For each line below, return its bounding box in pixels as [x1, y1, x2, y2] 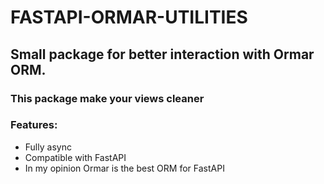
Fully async [24, 141, 72, 153]
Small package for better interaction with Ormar [10, 46, 315, 63]
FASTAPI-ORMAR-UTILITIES [10, 6, 248, 29]
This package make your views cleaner [10, 91, 205, 105]
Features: [10, 118, 58, 132]
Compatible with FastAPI [24, 151, 127, 163]
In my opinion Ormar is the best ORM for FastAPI [24, 162, 225, 174]
